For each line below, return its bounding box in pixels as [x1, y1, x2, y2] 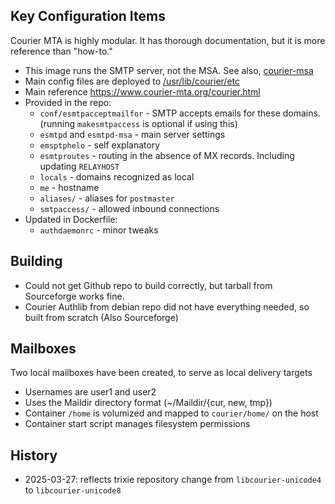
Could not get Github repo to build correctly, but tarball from [24, 279, 273, 291]
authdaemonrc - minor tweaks [39, 224, 159, 236]
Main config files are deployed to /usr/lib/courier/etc [24, 75, 241, 87]
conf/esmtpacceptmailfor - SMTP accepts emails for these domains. [39, 107, 321, 119]
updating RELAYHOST [39, 160, 120, 172]
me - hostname [39, 181, 100, 193]
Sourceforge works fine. [24, 290, 125, 302]
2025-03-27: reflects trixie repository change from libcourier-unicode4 [24, 474, 322, 486]
